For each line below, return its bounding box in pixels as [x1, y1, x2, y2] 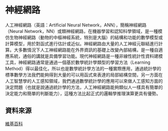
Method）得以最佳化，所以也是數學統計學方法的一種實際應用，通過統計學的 [5, 65, 161, 71]
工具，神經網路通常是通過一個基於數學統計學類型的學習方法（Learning [5, 59, 151, 65]
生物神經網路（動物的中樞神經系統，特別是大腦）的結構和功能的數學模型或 [9, 34, 163, 40]
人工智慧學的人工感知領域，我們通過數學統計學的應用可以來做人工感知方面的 [5, 78, 163, 84]
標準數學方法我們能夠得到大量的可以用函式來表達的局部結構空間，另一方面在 [5, 72, 163, 78]
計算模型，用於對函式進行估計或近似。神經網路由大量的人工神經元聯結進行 [5, 40, 158, 46]
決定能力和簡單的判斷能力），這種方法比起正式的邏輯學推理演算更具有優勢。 [5, 90, 161, 96]
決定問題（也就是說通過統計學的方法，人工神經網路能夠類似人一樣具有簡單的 [5, 84, 163, 90]
